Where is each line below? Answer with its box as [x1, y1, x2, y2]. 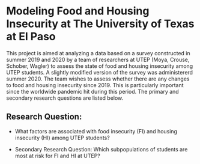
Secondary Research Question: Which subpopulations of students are [14, 145, 188, 153]
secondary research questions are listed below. [6, 94, 124, 102]
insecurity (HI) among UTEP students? [14, 134, 110, 141]
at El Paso [6, 30, 56, 43]
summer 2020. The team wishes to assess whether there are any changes [6, 75, 190, 82]
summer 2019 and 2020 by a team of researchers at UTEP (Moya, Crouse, [6, 56, 190, 63]
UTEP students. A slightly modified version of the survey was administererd [6, 68, 193, 76]
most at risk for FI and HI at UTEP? [14, 152, 100, 159]
